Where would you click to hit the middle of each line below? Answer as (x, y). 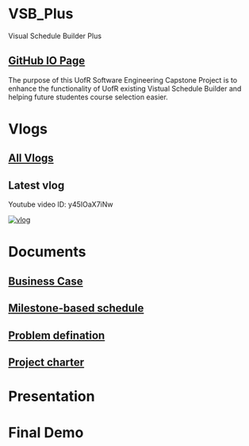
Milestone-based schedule (76, 308)
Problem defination (57, 335)
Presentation (52, 396)
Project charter (46, 362)
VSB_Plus (41, 14)
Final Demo (46, 433)
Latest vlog (36, 185)
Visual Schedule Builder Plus (55, 36)
